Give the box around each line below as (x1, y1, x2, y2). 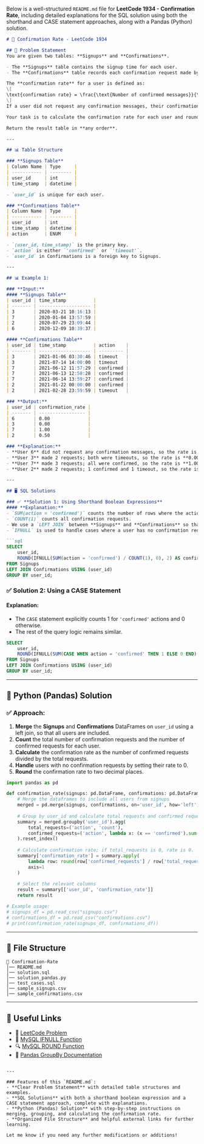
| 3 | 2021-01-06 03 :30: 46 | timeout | (6, 353, 129, 359)
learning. (6, 1121, 32, 1128)
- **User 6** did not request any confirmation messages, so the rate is (6, 449, 197, 455)
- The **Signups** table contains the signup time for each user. (6, 64, 178, 70)
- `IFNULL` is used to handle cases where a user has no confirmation (6, 527, 189, 533)
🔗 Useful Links (6, 1013, 62, 1024)
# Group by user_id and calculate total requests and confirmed (17, 813, 183, 819)
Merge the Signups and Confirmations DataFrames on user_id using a (15, 723, 194, 730)
